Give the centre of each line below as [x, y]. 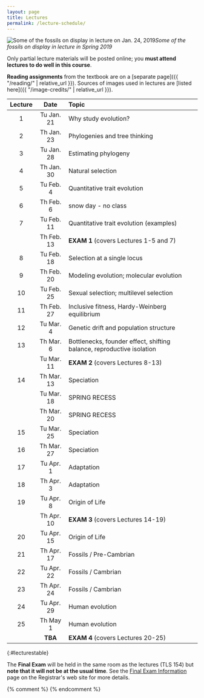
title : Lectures [27, 18]
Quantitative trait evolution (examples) [123, 223]
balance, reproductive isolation [112, 349]
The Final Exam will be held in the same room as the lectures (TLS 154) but [100, 665]
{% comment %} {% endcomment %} [54, 690]
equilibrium [84, 314]
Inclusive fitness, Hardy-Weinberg [117, 307]
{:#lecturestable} [28, 653]
